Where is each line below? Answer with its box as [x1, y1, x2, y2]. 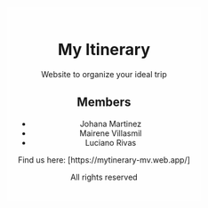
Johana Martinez [79, 118, 142, 129]
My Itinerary [57, 40, 151, 60]
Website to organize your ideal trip [41, 69, 167, 80]
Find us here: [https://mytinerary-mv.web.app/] [18, 154, 190, 165]
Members [76, 95, 132, 110]
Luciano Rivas [84, 137, 137, 148]
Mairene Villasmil [79, 127, 142, 139]
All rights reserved [69, 172, 139, 182]
